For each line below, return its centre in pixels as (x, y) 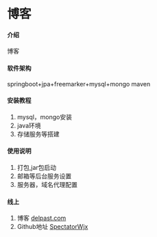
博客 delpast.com (41, 218)
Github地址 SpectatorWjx (52, 227)
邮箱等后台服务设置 (44, 176)
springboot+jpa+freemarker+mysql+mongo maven (79, 84)
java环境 (29, 125)
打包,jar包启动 (37, 167)
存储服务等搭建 (38, 134)
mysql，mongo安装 (44, 116)
